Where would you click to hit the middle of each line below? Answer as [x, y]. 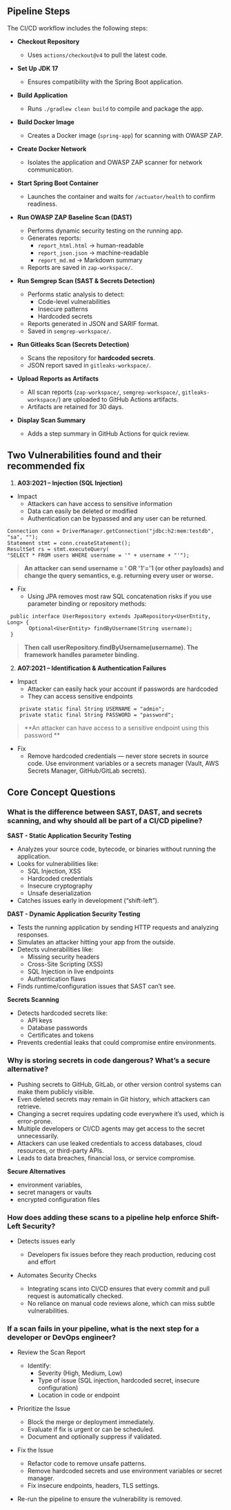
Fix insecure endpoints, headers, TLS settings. [93, 1486]
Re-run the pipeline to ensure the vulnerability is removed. [100, 1499]
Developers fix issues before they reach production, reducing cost [121, 1254]
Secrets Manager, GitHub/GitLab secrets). [87, 771]
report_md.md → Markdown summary [90, 260]
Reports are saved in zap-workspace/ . [80, 267]
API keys [40, 1021]
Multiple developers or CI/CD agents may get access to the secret [111, 1129]
